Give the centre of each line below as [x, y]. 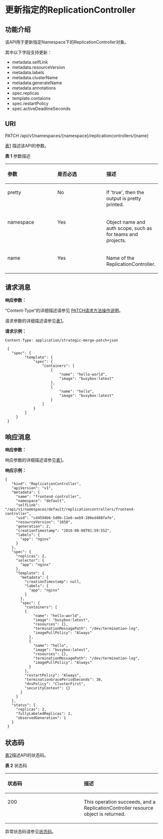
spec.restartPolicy [30, 103]
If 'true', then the [125, 192]
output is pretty [124, 198]
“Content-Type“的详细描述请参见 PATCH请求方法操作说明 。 [64, 310]
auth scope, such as [129, 228]
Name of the [120, 258]
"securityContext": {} [47, 688]
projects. [116, 240]
